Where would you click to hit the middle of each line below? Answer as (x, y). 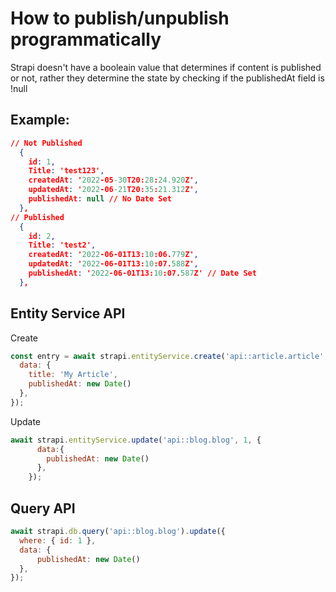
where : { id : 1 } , (58, 540)
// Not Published (46, 143)
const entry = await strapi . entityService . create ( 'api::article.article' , (169, 356)
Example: (40, 120)
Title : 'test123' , (66, 171)
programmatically (86, 39)
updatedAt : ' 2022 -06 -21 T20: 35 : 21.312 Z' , (113, 190)
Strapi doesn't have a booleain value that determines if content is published (166, 67)
